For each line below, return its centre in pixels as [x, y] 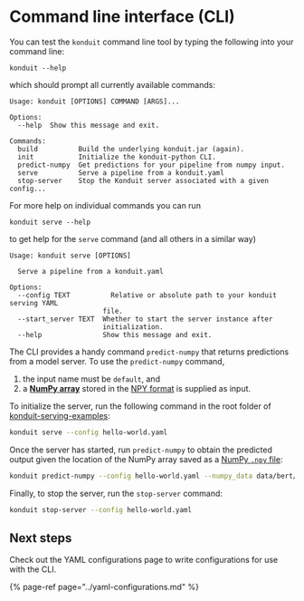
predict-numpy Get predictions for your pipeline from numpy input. [151, 165]
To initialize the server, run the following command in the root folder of [140, 406]
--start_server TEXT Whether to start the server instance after [145, 319]
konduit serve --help [50, 222]
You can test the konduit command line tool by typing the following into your [152, 42]
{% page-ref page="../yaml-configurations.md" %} [104, 587]
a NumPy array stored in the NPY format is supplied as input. [137, 388]
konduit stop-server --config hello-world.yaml [101, 509]
